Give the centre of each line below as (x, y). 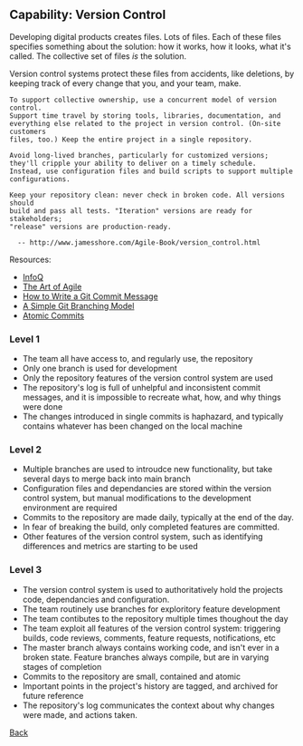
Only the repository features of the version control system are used (148, 378)
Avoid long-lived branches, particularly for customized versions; (139, 155)
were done (43, 407)
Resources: (30, 259)
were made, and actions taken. (80, 714)
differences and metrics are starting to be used (110, 547)
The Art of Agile (52, 286)
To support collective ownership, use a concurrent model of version (143, 100)
